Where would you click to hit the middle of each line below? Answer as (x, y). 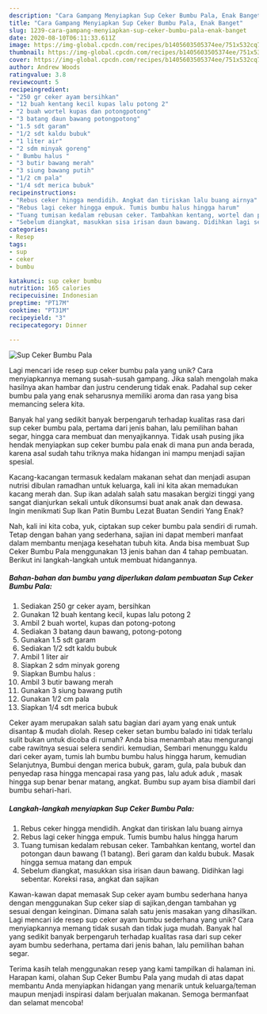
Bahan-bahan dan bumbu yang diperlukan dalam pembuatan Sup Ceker (131, 578)
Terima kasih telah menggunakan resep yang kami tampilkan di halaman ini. (132, 969)
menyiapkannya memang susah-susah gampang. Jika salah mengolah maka (133, 379)
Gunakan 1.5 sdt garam (58, 640)
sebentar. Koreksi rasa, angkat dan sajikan (90, 879)
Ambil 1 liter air (44, 657)
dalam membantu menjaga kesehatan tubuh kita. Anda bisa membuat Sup (130, 543)
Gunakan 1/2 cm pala (55, 699)
